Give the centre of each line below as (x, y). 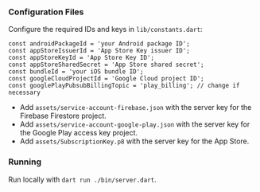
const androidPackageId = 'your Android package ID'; (99, 44)
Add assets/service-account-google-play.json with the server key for (135, 124)
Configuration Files (46, 12)
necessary (25, 93)
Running (25, 162)
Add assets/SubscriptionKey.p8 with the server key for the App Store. (134, 141)
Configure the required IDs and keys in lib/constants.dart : (105, 29)
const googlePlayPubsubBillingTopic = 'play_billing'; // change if (124, 86)
